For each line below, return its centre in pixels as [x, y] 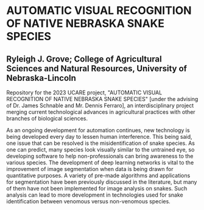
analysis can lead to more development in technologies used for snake [95, 195]
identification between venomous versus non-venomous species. [88, 201]
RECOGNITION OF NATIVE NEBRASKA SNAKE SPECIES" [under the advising [102, 99]
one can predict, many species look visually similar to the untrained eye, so [100, 149]
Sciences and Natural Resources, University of [97, 68]
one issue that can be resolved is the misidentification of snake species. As [100, 143]
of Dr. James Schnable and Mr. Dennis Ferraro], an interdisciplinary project [100, 105]
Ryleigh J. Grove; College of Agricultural [84, 59]
